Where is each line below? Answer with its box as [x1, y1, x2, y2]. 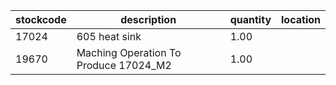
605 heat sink [76, 30, 142, 43]
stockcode [15, 13, 67, 26]
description [120, 13, 177, 26]
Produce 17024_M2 [76, 59, 172, 72]
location [281, 13, 321, 26]
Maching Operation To [76, 46, 182, 59]
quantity [229, 13, 272, 26]
